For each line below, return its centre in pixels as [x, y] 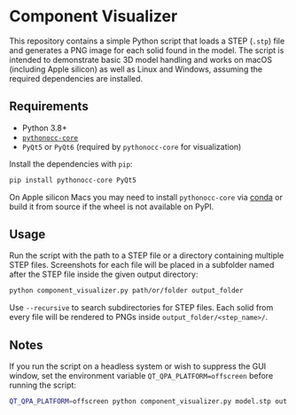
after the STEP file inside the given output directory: [104, 274]
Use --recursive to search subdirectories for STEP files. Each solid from [141, 308]
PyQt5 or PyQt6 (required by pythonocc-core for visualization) [132, 146]
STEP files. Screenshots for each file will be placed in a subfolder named [142, 265]
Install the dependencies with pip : [71, 164]
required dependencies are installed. [76, 78]
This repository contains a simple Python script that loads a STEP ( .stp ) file [147, 41]
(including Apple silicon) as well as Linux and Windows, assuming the [136, 69]
